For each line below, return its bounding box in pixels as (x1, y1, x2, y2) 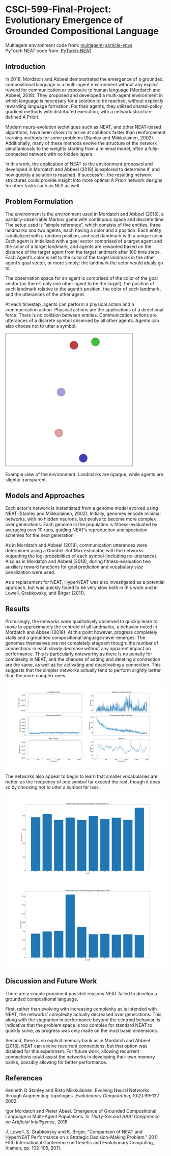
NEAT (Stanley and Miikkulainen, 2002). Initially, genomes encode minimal (5, 510, 161, 516)
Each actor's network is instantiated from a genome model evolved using (5, 505, 159, 511)
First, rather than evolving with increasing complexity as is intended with (5, 1005, 157, 1012)
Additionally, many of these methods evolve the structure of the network (5, 140, 157, 146)
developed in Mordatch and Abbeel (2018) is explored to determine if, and (5, 166, 160, 172)
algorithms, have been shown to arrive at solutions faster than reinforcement (5, 129, 166, 135)
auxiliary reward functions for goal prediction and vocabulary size (5, 563, 144, 570)
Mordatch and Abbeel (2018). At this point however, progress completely (5, 629, 158, 635)
